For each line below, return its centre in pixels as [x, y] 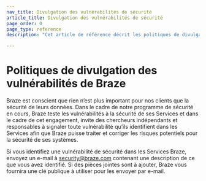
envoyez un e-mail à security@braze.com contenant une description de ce [101, 158]
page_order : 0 [25, 23]
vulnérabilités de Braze [66, 84]
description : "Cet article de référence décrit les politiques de [93, 35]
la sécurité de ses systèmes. [42, 140]
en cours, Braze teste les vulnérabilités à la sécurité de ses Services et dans [102, 114]
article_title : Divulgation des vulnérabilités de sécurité [85, 18]
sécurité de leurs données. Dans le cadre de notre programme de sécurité [100, 107]
